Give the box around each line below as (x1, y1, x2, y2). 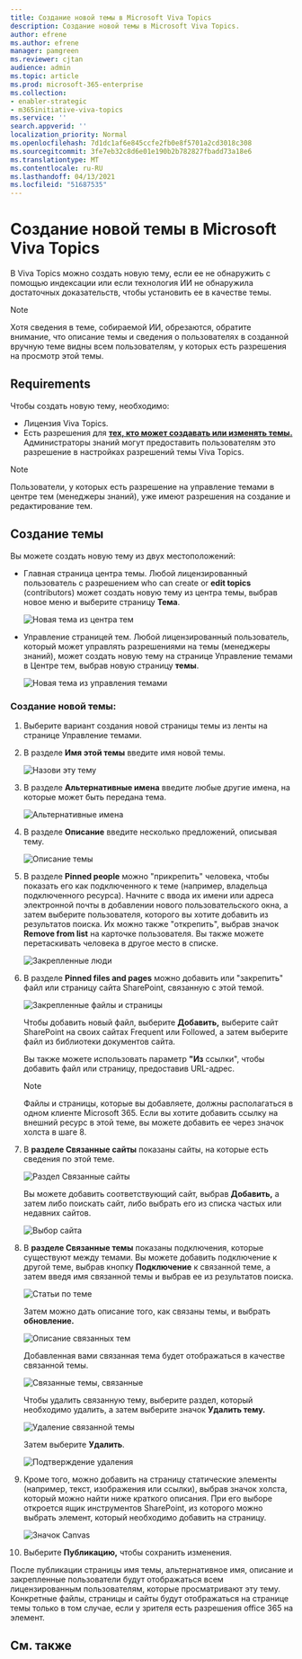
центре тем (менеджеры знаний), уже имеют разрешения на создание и (10, 491, 291, 502)
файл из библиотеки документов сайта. (22, 1036, 176, 1047)
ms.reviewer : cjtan (10, 55, 84, 64)
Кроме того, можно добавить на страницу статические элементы (22, 1474, 278, 1485)
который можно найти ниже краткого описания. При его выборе (22, 1493, 273, 1503)
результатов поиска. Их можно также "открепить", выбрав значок (22, 918, 280, 929)
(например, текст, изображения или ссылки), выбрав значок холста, (22, 1483, 288, 1494)
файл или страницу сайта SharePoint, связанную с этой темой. (22, 982, 264, 993)
